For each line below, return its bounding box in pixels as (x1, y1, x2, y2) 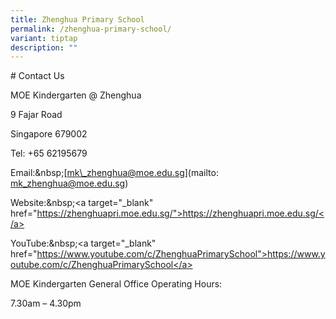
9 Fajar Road (10, 109, 63, 121)
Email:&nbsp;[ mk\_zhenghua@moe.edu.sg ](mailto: (10, 167, 219, 179)
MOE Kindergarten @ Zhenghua (10, 89, 142, 101)
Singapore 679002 (10, 128, 88, 140)
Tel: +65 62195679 (10, 147, 88, 160)
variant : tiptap (10, 33, 78, 43)
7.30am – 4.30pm (10, 297, 82, 310)
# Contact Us (10, 70, 65, 82)
